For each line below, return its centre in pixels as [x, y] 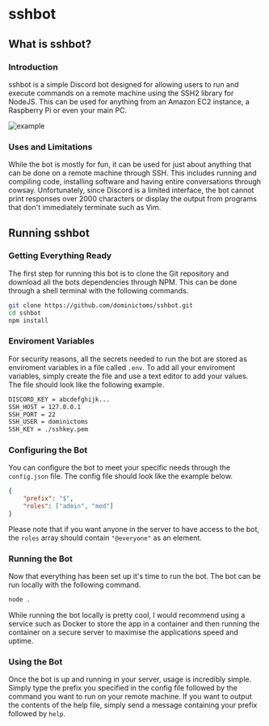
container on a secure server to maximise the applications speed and [123, 632]
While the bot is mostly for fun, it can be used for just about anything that [130, 165]
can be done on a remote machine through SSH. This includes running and [132, 173]
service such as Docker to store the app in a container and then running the [134, 624]
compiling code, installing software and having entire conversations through [134, 182]
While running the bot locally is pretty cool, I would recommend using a [127, 615]
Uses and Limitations [50, 146]
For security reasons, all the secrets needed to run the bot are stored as [128, 359]
